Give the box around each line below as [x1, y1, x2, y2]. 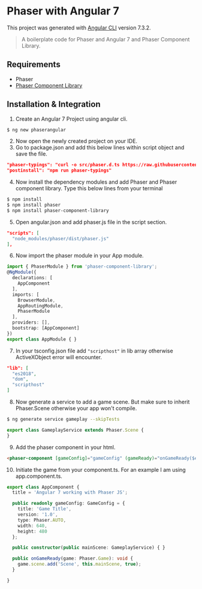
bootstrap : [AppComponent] [12, 325, 80, 331]
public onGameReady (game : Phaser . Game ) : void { [12, 555, 134, 562]
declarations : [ [12, 275, 53, 281]
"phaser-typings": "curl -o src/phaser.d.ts [7, 162, 120, 168]
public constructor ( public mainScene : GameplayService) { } [12, 545, 165, 551]
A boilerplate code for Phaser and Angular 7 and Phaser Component [21, 35, 190, 43]
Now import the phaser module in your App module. [15, 252, 144, 259]
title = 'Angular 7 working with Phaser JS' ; [12, 489, 128, 496]
